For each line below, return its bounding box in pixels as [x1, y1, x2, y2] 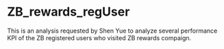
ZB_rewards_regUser [7, 4, 130, 20]
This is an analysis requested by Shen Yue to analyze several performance [7, 27, 218, 35]
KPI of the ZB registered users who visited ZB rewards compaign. [7, 33, 192, 42]
